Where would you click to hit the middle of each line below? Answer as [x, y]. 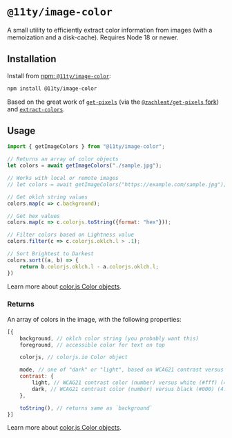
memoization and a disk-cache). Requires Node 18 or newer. [93, 37]
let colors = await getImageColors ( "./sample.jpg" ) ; [85, 166]
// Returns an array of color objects [63, 159]
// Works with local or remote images [63, 179]
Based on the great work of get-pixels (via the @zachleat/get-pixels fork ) [113, 102]
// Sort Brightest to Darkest [51, 254]
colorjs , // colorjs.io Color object [74, 357]
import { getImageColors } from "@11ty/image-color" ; [86, 147]
